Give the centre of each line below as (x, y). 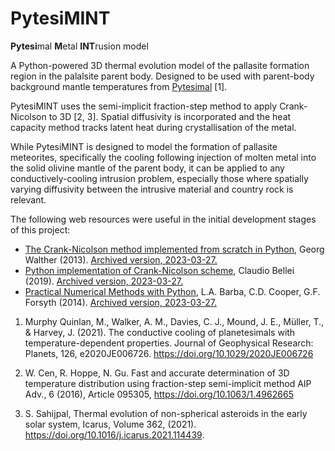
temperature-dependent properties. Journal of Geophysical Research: (169, 343)
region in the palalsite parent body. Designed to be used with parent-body (162, 76)
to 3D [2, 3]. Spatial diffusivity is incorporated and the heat (170, 116)
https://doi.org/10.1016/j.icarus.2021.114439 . (114, 434)
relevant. (28, 199)
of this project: (40, 229)
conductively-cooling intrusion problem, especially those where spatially (159, 178)
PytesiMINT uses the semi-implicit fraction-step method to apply (144, 106)
